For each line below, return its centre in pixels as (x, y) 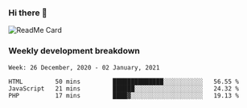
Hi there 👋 (28, 13)
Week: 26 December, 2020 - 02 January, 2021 (84, 67)
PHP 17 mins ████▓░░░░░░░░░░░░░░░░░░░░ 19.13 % (124, 95)
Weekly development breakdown (74, 51)
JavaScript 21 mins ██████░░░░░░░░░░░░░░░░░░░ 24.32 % (124, 88)
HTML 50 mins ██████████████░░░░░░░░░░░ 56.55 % (124, 82)
